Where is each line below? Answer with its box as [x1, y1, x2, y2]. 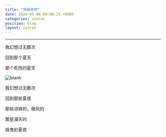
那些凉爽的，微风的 [5, 106, 44, 112]
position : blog [5, 21, 37, 26]
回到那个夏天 [5, 55, 31, 60]
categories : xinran [5, 16, 45, 21]
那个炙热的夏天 [5, 65, 36, 71]
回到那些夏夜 [5, 95, 31, 101]
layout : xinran [5, 26, 37, 30]
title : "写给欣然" [5, 7, 41, 12]
